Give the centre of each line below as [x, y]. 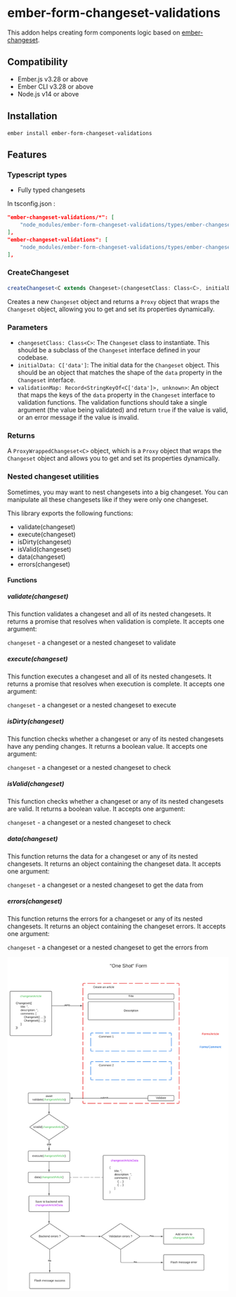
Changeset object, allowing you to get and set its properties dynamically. [111, 309]
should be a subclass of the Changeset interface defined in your [109, 350]
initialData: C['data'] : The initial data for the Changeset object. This [118, 365]
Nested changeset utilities [53, 476]
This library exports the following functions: [70, 513]
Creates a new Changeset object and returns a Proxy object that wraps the [113, 301]
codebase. [33, 358]
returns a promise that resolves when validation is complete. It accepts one [116, 621]
